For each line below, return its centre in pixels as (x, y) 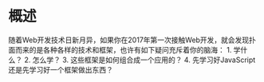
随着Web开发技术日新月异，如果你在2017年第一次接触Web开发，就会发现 (129, 40)
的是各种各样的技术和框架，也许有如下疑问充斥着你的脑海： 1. (130, 49)
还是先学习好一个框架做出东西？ (61, 69)
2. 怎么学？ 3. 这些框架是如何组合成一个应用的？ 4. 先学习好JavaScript (140, 60)
